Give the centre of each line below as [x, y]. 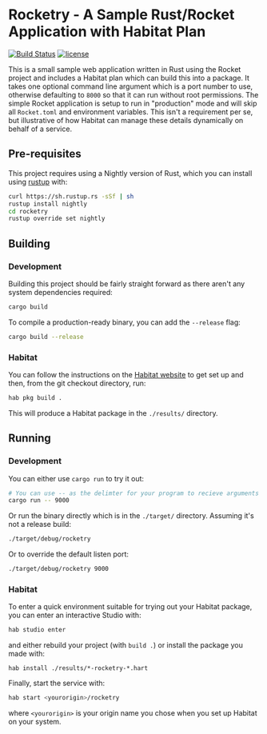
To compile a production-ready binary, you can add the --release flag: [125, 322]
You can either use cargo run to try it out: [76, 478]
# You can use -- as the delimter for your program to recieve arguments [134, 493]
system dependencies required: [61, 292]
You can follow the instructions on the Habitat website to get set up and [126, 374]
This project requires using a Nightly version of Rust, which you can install [130, 173]
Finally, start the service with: [57, 683]
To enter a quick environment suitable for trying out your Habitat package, [130, 607]
